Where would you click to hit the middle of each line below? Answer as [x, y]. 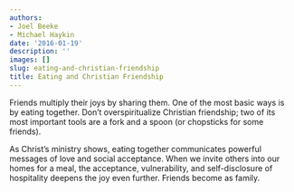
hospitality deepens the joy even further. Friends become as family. [135, 178]
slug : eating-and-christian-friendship [85, 69]
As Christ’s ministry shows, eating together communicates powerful [136, 149]
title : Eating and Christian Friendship [87, 77]
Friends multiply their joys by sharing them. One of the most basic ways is [147, 102]
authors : [26, 18]
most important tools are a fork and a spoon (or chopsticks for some [137, 121]
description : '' [40, 52]
